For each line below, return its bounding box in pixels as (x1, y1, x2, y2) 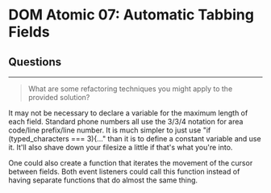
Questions (8, 55, 62, 69)
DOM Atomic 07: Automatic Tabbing (8, 6, 254, 24)
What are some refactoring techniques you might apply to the (27, 84, 233, 94)
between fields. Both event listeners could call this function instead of (8, 167, 240, 176)
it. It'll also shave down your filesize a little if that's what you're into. (8, 143, 233, 152)
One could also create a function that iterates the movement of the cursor (8, 158, 253, 167)
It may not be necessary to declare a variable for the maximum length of (8, 108, 248, 118)
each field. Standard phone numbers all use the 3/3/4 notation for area (8, 117, 244, 126)
